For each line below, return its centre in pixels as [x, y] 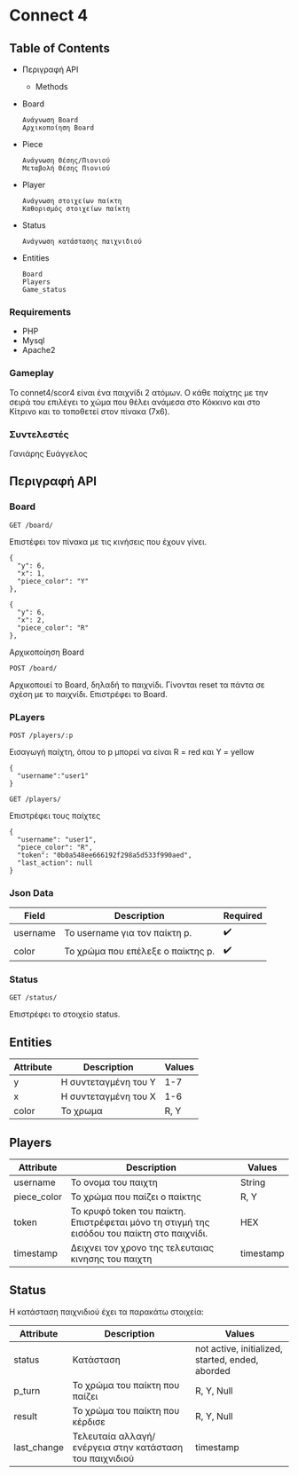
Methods [51, 86]
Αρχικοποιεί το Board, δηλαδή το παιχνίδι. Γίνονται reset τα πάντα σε [137, 685]
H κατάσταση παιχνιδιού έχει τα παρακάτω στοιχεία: [106, 1311]
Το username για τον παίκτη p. [128, 932]
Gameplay [32, 373]
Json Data [31, 892]
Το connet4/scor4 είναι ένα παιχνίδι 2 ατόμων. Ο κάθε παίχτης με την [139, 392]
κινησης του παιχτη [111, 1259]
